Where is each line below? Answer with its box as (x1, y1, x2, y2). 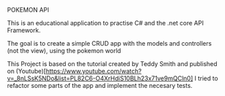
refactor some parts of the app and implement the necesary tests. (7, 82, 193, 89)
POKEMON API (7, 6, 49, 14)
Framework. (7, 27, 41, 34)
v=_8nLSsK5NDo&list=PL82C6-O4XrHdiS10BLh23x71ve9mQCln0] (7, 74, 194, 82)
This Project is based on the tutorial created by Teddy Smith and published (7, 60, 217, 67)
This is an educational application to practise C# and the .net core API (7, 19, 204, 27)
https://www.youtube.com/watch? (45, 67, 142, 75)
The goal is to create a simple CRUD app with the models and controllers (7, 39, 212, 47)
